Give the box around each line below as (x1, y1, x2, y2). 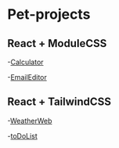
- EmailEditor (7, 73, 48, 81)
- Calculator (7, 57, 44, 67)
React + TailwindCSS (7, 96, 111, 109)
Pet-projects (7, 5, 91, 23)
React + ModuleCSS (7, 37, 107, 50)
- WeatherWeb (7, 116, 52, 125)
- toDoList (7, 131, 38, 140)
